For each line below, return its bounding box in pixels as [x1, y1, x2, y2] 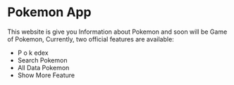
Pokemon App [7, 4, 92, 20]
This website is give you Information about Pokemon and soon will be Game [7, 27, 228, 36]
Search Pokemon [17, 55, 68, 64]
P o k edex [17, 48, 49, 57]
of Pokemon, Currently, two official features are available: [7, 34, 174, 43]
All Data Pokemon [17, 63, 70, 72]
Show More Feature [17, 71, 75, 79]
